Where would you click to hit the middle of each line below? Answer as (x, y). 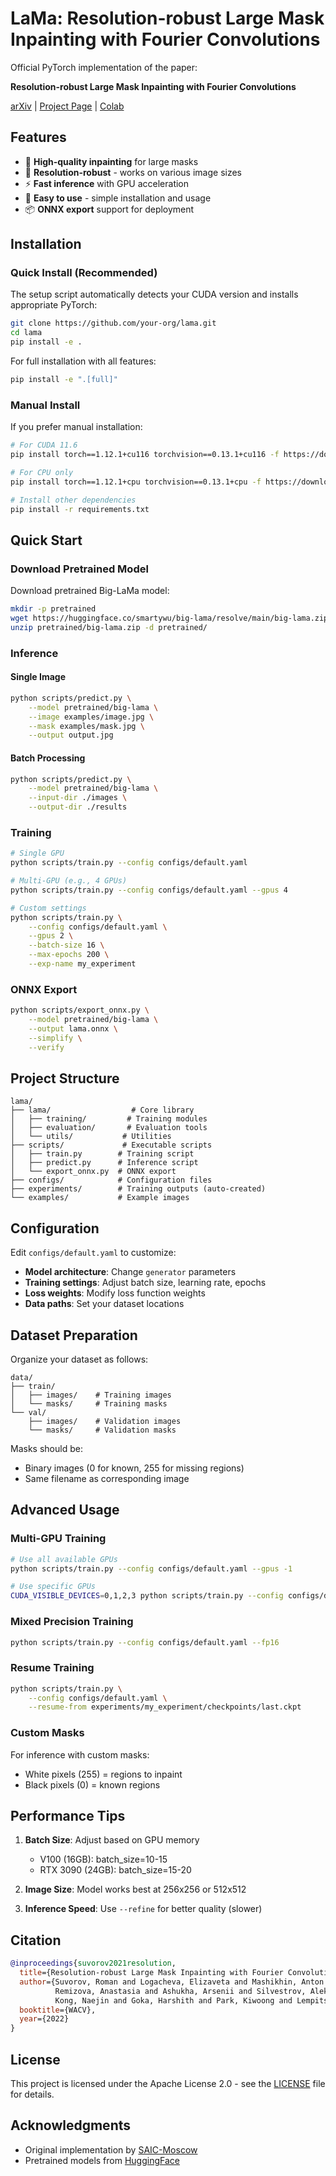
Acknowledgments (71, 2125)
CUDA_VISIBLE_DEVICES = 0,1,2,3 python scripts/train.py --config (147, 1596)
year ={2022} (44, 2019)
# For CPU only (42, 472)
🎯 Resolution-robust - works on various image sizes (133, 172)
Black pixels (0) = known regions (92, 1784)
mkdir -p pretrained (53, 609)
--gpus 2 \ (51, 936)
